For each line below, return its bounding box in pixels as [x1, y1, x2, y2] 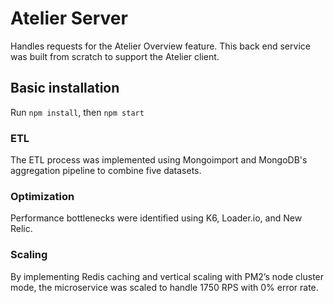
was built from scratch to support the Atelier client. [10, 50, 220, 62]
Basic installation [10, 80, 120, 97]
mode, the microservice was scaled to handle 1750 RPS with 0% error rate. [10, 281, 319, 293]
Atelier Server [10, 7, 128, 30]
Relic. [10, 223, 33, 235]
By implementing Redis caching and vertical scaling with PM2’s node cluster [10, 270, 325, 282]
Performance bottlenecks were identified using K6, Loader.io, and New [10, 212, 303, 224]
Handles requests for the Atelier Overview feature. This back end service [10, 40, 311, 52]
